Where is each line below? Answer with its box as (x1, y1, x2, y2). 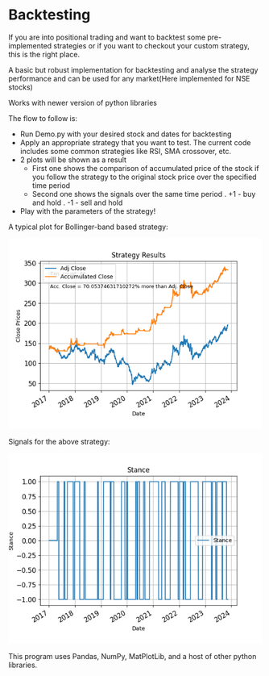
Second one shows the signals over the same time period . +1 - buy (31, 189, 256, 198)
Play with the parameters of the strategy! (19, 206, 156, 215)
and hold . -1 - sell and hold (31, 198, 123, 207)
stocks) (8, 82, 34, 92)
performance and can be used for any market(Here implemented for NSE (8, 73, 250, 83)
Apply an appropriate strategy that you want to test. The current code (19, 137, 251, 147)
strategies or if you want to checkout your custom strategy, (53, 40, 250, 50)
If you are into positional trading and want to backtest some (8, 32, 206, 42)
